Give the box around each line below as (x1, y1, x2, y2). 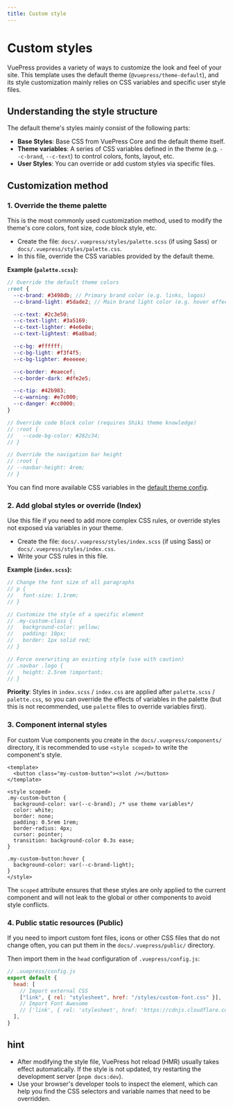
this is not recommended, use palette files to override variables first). (7, 702, 207, 711)
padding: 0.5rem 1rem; (13, 819, 79, 826)
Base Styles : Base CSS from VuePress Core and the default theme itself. (17, 137, 225, 146)
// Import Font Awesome (19, 1000, 89, 1007)
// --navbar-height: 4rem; (7, 464, 85, 472)
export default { (7, 974, 58, 981)
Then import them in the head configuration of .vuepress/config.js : (7, 954, 200, 963)
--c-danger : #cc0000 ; (13, 401, 76, 408)
